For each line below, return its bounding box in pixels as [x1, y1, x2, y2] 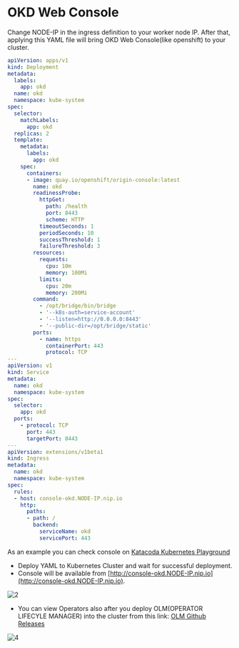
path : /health [45, 203, 88, 211]
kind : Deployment [7, 64, 59, 71]
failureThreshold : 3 [39, 243, 101, 250]
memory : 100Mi [45, 269, 88, 276]
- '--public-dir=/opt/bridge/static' [39, 322, 152, 329]
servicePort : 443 [39, 535, 91, 542]
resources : [33, 249, 66, 257]
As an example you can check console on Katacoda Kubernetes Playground [7, 547, 230, 556]
